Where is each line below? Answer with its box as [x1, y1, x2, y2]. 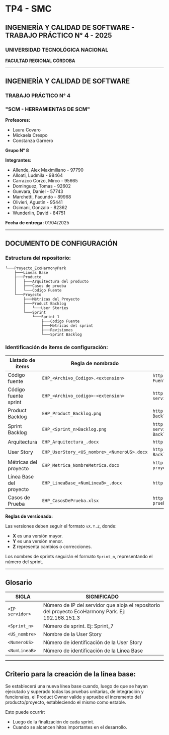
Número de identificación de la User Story [43, 639, 142, 646]
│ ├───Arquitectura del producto [14, 279, 89, 284]
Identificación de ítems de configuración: [5, 344, 108, 351]
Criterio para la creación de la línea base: [5, 670, 136, 678]
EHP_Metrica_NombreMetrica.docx [42, 463, 120, 468]
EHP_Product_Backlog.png [42, 411, 102, 417]
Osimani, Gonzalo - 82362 [12, 205, 67, 211]
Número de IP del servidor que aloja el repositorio [43, 602, 160, 609]
